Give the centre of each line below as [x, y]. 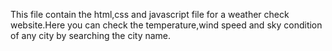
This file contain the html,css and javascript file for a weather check [150, 14]
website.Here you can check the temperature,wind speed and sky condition [166, 25]
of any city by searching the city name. [91, 35]
